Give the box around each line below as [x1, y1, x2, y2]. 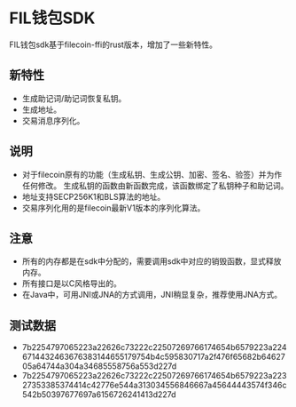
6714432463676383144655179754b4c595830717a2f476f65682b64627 [21, 352, 285, 363]
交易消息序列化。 [21, 115, 85, 125]
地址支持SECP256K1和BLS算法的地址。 [21, 191, 166, 202]
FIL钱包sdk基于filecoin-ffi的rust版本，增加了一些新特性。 [9, 39, 217, 50]
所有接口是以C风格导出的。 [21, 278, 122, 289]
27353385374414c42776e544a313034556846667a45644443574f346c [21, 379, 287, 391]
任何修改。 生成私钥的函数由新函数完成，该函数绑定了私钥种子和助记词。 [21, 180, 289, 191]
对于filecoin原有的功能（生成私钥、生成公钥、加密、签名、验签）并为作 [21, 169, 282, 180]
